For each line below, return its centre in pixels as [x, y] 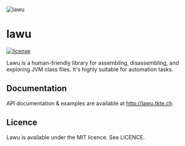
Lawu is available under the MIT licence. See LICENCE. [76, 137]
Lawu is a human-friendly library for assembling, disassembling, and [93, 63]
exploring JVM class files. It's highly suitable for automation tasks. [90, 69]
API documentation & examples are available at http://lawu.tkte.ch [89, 103]
